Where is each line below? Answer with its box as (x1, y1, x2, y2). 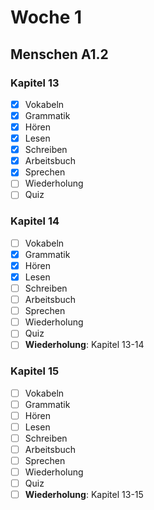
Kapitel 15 (10, 364, 60, 378)
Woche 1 (10, 6, 83, 29)
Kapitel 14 (10, 214, 60, 228)
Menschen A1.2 (10, 46, 109, 63)
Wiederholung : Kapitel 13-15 (24, 489, 144, 501)
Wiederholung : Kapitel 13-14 (24, 339, 145, 351)
